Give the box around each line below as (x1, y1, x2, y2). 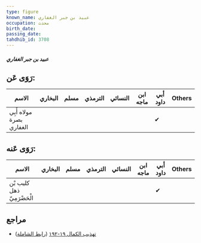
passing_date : (6, 31, 42, 37)
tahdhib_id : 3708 (6, 37, 50, 43)
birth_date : (6, 25, 36, 32)
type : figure (6, 8, 39, 15)
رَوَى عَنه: (6, 143, 36, 154)
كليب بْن (9, 179, 30, 187)
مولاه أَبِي (9, 108, 32, 116)
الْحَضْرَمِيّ (9, 194, 34, 202)
